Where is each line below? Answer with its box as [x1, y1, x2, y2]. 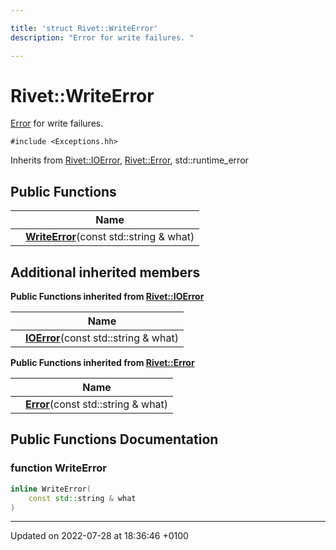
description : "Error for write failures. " [10, 32, 195, 43]
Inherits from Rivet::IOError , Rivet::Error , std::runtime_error [10, 154, 249, 166]
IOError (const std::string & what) [25, 331, 179, 345]
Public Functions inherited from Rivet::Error [10, 357, 195, 369]
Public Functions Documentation [10, 431, 219, 448]
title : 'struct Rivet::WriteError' [10, 23, 159, 33]
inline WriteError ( [10, 484, 92, 494]
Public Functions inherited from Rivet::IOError [10, 291, 205, 303]
